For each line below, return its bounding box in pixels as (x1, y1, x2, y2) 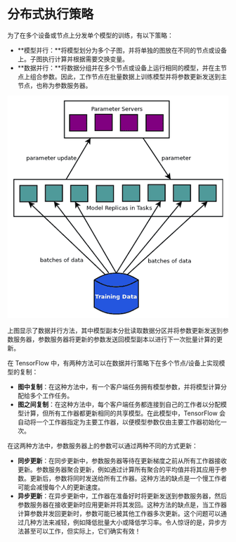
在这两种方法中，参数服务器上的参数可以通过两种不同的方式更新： (7, 441, 198, 450)
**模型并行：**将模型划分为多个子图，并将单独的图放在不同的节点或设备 (17, 46, 227, 54)
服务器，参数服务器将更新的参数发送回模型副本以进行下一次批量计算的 (13, 335, 216, 344)
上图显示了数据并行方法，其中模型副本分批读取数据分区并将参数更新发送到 (7, 326, 223, 334)
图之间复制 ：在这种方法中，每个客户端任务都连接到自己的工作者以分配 (17, 400, 221, 408)
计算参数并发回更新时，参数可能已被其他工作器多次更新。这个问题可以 (17, 509, 221, 517)
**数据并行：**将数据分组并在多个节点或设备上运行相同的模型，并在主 (17, 63, 221, 72)
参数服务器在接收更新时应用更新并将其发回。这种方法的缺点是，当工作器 (17, 500, 227, 509)
